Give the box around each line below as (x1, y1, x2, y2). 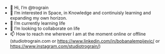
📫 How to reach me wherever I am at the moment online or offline (9, 31, 146, 37)
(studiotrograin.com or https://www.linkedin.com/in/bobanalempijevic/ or (9, 38, 160, 44)
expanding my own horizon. (9, 15, 67, 21)
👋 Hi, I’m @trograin (9, 5, 49, 10)
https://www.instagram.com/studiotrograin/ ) (9, 43, 101, 49)
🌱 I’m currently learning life (9, 20, 66, 26)
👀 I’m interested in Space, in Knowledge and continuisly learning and (9, 10, 151, 16)
